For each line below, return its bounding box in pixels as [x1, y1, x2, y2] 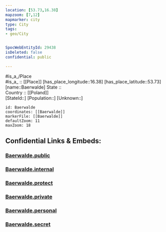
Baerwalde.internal [5, 165, 54, 173]
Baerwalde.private [5, 193, 53, 200]
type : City [5, 22, 29, 27]
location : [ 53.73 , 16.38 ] [5, 7, 58, 13]
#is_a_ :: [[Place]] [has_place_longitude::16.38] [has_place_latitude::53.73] [5, 78, 161, 85]
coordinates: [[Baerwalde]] [5, 109, 66, 114]
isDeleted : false [5, 50, 43, 55]
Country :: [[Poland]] [5, 89, 49, 95]
